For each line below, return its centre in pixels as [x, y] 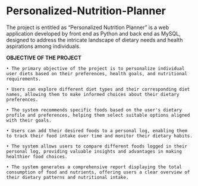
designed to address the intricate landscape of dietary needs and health [95, 40]
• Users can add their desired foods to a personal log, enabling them [97, 131]
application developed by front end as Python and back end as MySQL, [93, 33]
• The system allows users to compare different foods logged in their [97, 146]
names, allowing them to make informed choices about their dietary [93, 94]
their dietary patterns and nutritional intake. [67, 177]
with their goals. [29, 120]
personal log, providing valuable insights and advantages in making [94, 151]
